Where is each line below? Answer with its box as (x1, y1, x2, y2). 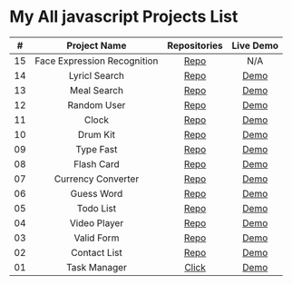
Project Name (66, 39, 127, 52)
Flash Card (73, 157, 120, 170)
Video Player (69, 216, 124, 229)
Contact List (71, 246, 122, 259)
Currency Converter (54, 172, 140, 185)
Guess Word (70, 187, 123, 200)
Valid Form (73, 231, 120, 244)
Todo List (76, 201, 117, 214)
